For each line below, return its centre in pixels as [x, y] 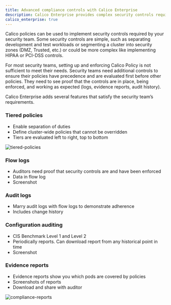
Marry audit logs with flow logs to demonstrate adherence [74, 206]
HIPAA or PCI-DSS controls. [34, 55]
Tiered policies [24, 115]
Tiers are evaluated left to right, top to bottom [60, 137]
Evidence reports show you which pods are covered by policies [79, 276]
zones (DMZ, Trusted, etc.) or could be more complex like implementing [81, 50]
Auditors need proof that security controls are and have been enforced [87, 171]
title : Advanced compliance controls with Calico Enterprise [72, 10]
